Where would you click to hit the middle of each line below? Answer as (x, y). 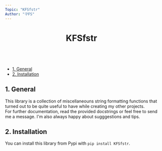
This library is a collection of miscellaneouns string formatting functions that (81, 101)
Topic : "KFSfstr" (23, 9)
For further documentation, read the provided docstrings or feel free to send (81, 111)
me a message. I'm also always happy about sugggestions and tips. (73, 117)
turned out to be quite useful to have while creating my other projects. (75, 106)
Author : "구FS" (20, 14)
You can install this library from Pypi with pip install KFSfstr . (68, 143)
